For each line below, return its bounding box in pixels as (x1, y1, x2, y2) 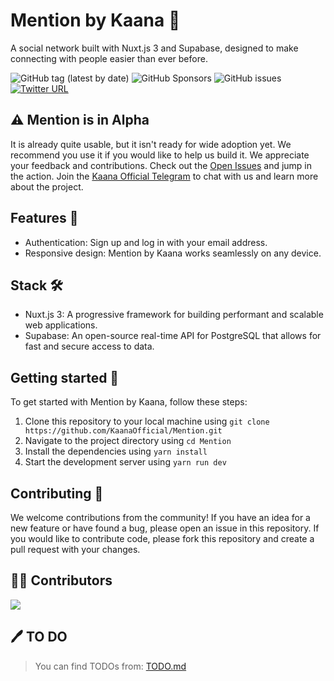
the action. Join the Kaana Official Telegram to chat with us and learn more (10, 170, 319, 182)
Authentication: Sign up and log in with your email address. (24, 236, 268, 248)
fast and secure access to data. (24, 340, 155, 353)
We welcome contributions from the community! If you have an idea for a (10, 512, 311, 523)
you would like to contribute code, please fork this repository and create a (10, 533, 315, 544)
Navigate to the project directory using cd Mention (24, 435, 232, 447)
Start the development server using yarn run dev (24, 456, 227, 468)
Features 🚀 (10, 210, 79, 227)
